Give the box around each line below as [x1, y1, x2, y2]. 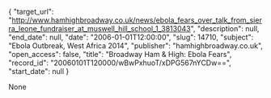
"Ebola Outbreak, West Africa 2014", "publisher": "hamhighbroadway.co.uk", [8, 41, 263, 51]
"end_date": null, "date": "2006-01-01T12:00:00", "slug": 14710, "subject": [8, 32, 254, 42]
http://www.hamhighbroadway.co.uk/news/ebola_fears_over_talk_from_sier [11, 15, 263, 25]
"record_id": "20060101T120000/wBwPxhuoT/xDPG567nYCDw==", [8, 58, 232, 67]
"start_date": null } [8, 67, 70, 76]
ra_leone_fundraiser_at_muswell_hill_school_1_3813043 [8, 24, 192, 33]
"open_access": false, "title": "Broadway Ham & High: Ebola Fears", [8, 50, 232, 59]
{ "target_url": [8, 7, 54, 16]
